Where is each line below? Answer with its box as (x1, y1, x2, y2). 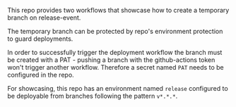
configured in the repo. (7, 70, 74, 79)
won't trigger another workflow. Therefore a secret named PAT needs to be (7, 63, 224, 71)
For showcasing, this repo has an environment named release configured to (7, 84, 228, 92)
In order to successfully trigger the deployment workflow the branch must (7, 49, 223, 56)
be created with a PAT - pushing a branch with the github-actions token (7, 56, 216, 64)
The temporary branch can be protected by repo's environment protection (7, 27, 223, 35)
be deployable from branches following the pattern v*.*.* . (7, 92, 178, 100)
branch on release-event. (7, 13, 81, 22)
